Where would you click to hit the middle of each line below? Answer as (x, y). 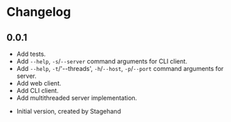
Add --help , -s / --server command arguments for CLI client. (102, 61)
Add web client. (39, 83)
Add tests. (31, 54)
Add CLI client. (38, 91)
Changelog (39, 12)
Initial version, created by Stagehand (69, 111)
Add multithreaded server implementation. (77, 98)
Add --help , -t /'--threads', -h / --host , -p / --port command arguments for (120, 69)
